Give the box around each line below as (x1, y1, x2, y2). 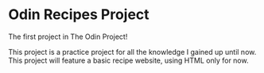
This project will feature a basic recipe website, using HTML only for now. (8, 56, 249, 65)
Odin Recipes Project (8, 6, 149, 24)
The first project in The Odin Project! (8, 32, 128, 41)
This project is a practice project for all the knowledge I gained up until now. (8, 47, 257, 56)
